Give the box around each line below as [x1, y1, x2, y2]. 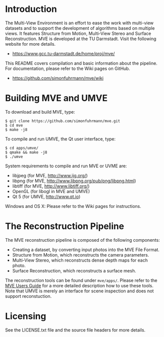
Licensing [5, 311, 46, 322]
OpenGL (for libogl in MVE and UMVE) [12, 188, 90, 194]
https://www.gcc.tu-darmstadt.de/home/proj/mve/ [12, 51, 115, 57]
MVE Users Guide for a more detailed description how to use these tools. [5, 282, 154, 288]
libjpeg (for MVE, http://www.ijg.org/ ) [12, 172, 88, 178]
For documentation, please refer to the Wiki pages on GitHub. [5, 66, 130, 71]
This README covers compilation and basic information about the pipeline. [5, 60, 158, 66]
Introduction [5, 3, 57, 15]
